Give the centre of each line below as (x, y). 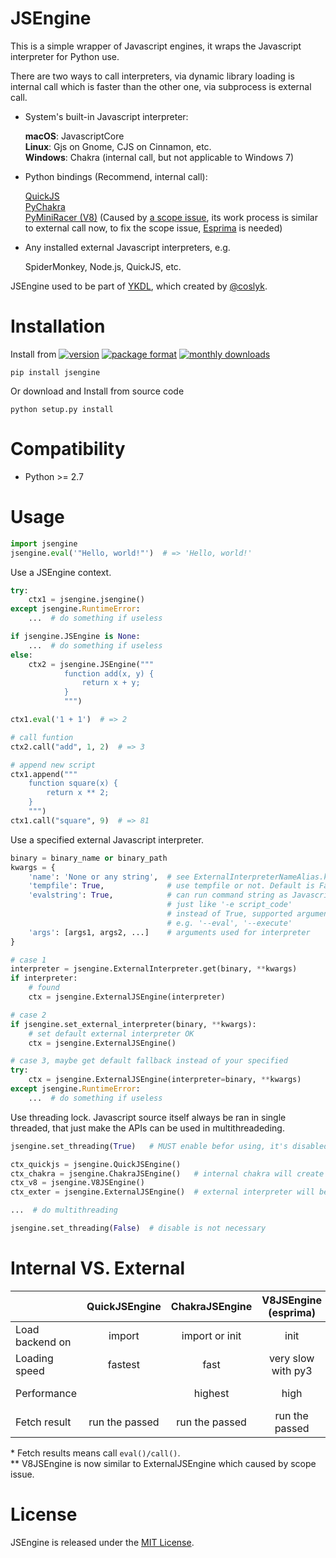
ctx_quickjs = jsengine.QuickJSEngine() (96, 1164)
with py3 (292, 1370)
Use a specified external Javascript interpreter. (107, 839)
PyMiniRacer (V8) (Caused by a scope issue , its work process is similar (171, 217)
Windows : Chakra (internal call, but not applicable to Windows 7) (159, 157)
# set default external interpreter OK (111, 1033)
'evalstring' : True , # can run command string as (158, 895)
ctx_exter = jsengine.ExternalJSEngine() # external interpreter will (162, 1192)
